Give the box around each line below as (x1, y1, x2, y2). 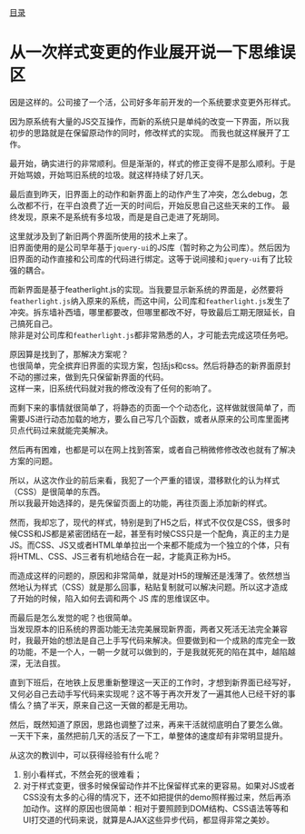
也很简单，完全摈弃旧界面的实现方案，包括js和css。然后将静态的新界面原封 (9, 360, 291, 371)
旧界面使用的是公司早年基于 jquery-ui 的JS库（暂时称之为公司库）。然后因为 (9, 242, 290, 253)
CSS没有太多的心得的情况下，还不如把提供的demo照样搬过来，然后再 (22, 791, 283, 802)
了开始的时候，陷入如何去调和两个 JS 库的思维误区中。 (9, 592, 215, 603)
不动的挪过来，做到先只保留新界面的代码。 (9, 371, 169, 382)
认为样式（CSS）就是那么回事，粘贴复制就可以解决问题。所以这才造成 (25, 581, 289, 592)
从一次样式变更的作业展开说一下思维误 (9, 43, 297, 63)
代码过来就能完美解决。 (25, 424, 113, 435)
